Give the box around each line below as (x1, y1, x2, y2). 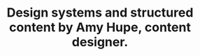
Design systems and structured (6, 5, 194, 21)
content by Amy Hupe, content (9, 19, 191, 35)
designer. (71, 35, 129, 50)
